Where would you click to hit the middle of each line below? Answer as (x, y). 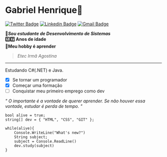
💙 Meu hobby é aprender (31, 46)
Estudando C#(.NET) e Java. (34, 70)
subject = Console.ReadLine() (45, 142)
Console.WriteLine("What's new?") (50, 133)
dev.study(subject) (34, 146)
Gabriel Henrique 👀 (44, 10)
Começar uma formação (37, 85)
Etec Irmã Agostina (37, 56)
